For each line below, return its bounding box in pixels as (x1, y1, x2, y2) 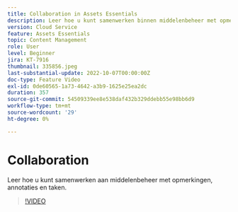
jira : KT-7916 (7, 57, 50, 64)
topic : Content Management (7, 37, 87, 44)
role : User (7, 43, 40, 50)
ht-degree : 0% (7, 115, 50, 122)
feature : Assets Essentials (7, 30, 91, 37)
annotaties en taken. (7, 183, 67, 192)
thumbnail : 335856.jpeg (7, 63, 78, 70)
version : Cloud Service (7, 23, 78, 30)
